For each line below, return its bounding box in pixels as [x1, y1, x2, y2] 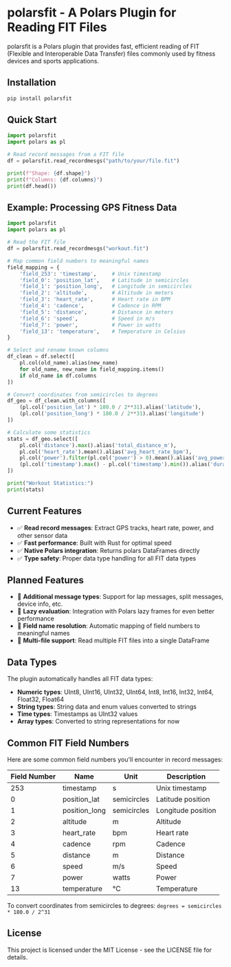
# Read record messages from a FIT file [7, 151, 125, 158]
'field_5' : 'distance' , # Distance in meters [19, 308, 174, 316]
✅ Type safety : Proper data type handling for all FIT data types [16, 554, 197, 562]
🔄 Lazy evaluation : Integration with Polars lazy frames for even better [16, 607, 214, 616]
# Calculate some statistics [7, 428, 91, 436]
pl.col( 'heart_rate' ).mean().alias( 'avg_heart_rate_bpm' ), [19, 448, 192, 455]
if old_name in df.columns [19, 372, 97, 379]
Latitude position [155, 794, 210, 804]
